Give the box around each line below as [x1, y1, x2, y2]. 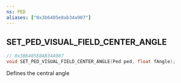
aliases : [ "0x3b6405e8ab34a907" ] [6, 15, 91, 21]
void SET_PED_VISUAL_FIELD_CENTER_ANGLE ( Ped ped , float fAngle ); [6, 59, 176, 65]
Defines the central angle [6, 70, 70, 77]
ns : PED [6, 8, 26, 15]
